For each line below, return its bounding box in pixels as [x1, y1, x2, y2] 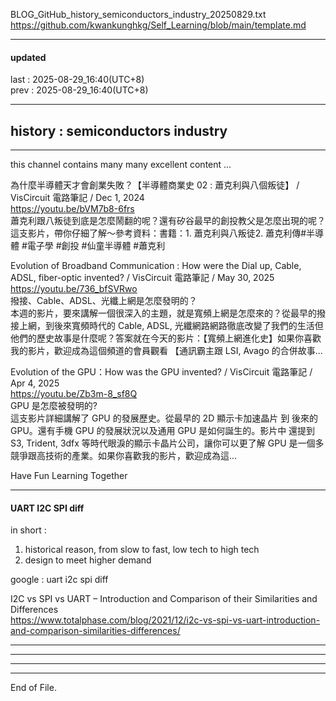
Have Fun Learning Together [10, 470, 128, 482]
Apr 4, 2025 [10, 377, 60, 389]
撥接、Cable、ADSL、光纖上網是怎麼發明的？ [10, 295, 198, 307]
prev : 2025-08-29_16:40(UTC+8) [10, 84, 149, 96]
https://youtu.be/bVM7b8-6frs [10, 203, 135, 215]
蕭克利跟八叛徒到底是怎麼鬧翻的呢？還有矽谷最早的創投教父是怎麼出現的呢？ [10, 215, 326, 227]
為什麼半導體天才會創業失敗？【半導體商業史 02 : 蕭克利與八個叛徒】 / [10, 179, 300, 191]
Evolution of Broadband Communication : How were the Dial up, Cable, [10, 260, 302, 272]
